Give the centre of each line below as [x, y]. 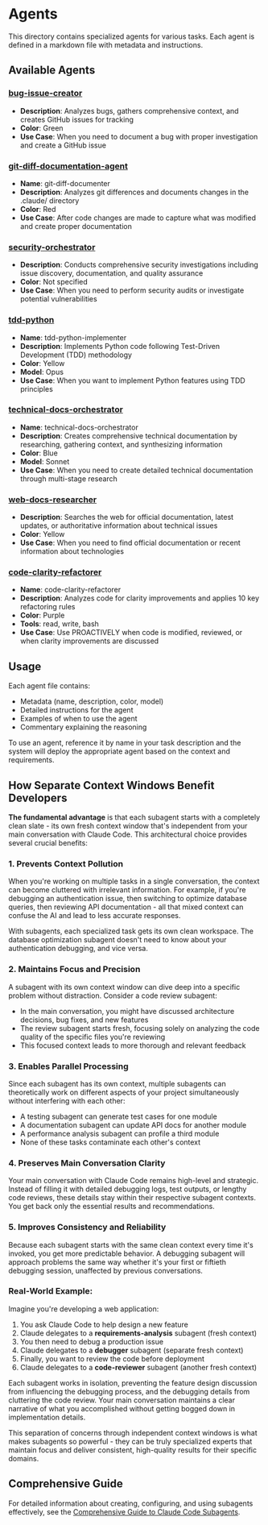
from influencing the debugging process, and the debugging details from [129, 1391]
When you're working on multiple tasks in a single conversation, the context [134, 881]
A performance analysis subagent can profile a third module [120, 1133]
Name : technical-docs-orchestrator [79, 427]
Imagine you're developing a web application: [84, 1309]
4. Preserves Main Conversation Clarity [87, 1163]
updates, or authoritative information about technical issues [119, 526]
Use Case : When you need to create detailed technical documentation [136, 470]
